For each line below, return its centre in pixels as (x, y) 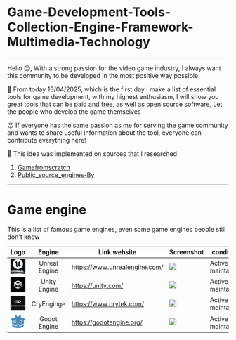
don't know (24, 237)
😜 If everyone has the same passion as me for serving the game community (118, 125)
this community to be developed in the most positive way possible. (104, 75)
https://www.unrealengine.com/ (117, 267)
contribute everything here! (47, 140)
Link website (117, 252)
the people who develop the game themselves (74, 111)
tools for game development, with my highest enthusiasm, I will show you (113, 96)
